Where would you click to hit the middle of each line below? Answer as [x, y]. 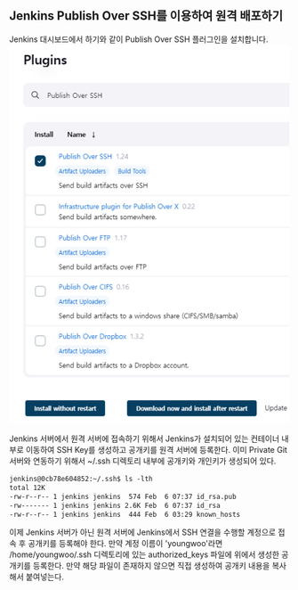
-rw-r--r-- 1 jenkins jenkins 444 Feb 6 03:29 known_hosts [125, 514]
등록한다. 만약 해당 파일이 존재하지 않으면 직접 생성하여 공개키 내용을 [151, 565]
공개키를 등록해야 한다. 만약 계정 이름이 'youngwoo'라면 [125, 543]
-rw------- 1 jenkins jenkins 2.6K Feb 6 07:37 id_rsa [115, 505]
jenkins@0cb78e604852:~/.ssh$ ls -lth [81, 479]
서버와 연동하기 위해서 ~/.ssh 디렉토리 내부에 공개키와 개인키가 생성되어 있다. [143, 461]
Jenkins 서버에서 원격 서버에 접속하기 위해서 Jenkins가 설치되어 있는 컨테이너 [145, 438]
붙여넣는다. [45, 577]
